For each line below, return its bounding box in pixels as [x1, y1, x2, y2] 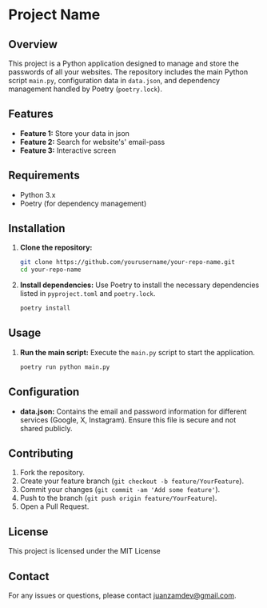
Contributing [8, 446, 74, 460]
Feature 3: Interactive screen [19, 146, 117, 155]
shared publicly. [19, 423, 73, 433]
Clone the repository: [19, 242, 93, 253]
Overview [8, 38, 58, 51]
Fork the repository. [19, 468, 86, 478]
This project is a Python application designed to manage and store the [8, 58, 240, 68]
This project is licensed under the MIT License [8, 546, 161, 556]
